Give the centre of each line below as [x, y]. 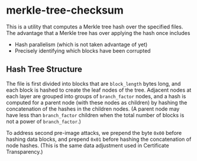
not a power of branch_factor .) [44, 121]
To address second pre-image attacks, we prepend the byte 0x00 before [94, 133]
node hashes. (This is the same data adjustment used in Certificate [88, 145]
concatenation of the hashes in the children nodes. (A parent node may [93, 109]
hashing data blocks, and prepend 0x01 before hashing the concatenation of [99, 139]
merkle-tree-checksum [65, 10]
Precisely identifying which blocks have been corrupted [83, 50]
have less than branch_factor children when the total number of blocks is [95, 115]
